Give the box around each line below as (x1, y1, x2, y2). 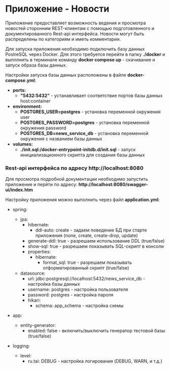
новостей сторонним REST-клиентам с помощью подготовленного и (5, 25, 155, 31)
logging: (12, 343, 30, 349)
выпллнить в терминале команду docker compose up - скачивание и (5, 56, 156, 62)
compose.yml (5, 77, 35, 83)
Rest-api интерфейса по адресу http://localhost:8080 (5, 164, 144, 172)
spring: (12, 207, 28, 213)
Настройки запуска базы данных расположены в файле (5, 72, 126, 78)
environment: (12, 103, 42, 109)
